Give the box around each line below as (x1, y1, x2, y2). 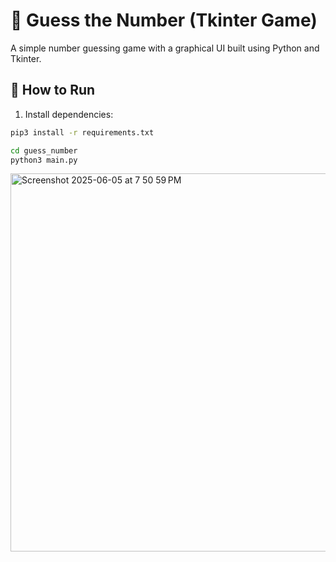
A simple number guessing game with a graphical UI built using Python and (10, 42, 320, 54)
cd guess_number (10, 145, 78, 156)
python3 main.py (10, 155, 78, 165)
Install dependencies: (24, 108, 114, 120)
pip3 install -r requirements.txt (10, 127, 155, 138)
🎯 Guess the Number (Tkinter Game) (10, 9, 318, 32)
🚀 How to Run (10, 82, 96, 99)
